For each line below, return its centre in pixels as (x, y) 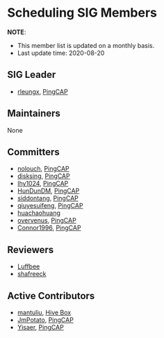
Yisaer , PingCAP (40, 327)
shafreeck (32, 274)
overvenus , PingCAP (47, 220)
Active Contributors (51, 296)
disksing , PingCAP (44, 176)
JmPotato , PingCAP (46, 320)
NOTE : (17, 32)
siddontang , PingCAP (48, 198)
